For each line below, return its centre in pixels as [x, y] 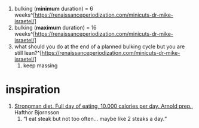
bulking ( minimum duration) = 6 [53, 9]
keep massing [40, 65]
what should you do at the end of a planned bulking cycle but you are [99, 46]
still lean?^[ [28, 53]
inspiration [33, 90]
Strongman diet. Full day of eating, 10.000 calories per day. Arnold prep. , [104, 106]
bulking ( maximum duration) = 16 [55, 27]
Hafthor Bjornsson [37, 112]
